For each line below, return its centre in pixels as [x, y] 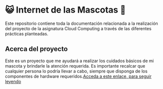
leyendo [13, 81]
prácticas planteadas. [27, 34]
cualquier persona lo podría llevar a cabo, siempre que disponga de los [76, 71]
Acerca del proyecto [36, 49]
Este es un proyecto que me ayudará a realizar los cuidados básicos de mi [80, 61]
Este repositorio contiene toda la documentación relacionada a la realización [81, 23]
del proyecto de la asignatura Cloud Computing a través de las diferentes [78, 28]
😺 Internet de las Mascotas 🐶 [65, 10]
